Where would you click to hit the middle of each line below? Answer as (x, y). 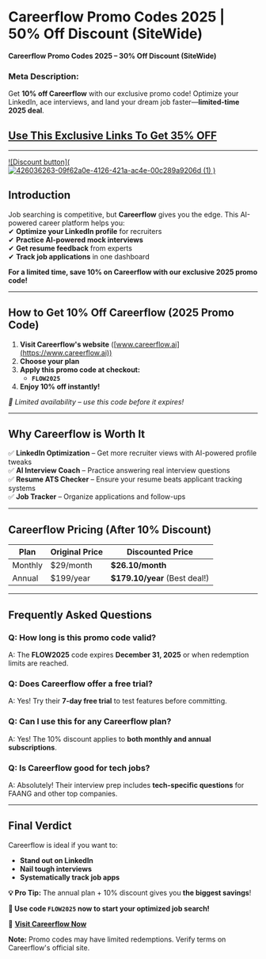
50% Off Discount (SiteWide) (106, 34)
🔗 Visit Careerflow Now (47, 923)
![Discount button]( (39, 162)
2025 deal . (27, 110)
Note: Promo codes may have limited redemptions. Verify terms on (117, 939)
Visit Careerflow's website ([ (68, 344)
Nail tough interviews (56, 869)
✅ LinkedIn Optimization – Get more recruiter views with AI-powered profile (133, 453)
